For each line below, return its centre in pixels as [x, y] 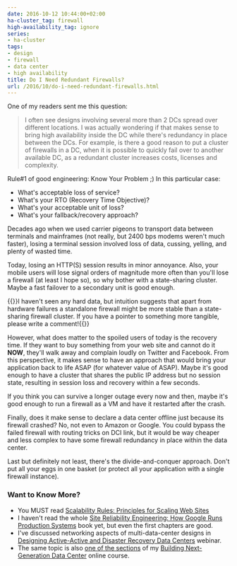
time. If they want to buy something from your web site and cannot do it [111, 345]
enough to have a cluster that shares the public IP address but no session [114, 375]
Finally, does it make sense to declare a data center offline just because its [116, 417]
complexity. [41, 165]
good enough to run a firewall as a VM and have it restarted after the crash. [116, 404]
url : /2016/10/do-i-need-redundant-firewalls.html [83, 86]
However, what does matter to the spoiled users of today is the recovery [112, 337]
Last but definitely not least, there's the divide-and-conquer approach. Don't [119, 461]
